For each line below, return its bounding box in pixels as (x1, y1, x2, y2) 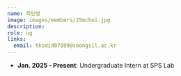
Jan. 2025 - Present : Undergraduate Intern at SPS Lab (17, 61, 175, 69)
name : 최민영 (7, 10, 40, 17)
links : (7, 36, 26, 43)
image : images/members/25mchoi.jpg (7, 17, 111, 23)
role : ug (7, 29, 33, 37)
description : (7, 23, 45, 30)
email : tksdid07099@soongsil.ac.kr (13, 42, 117, 49)
